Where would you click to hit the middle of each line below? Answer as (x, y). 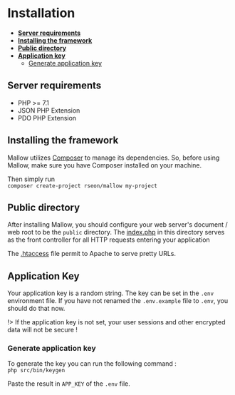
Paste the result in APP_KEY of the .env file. (69, 384)
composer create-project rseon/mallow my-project (83, 186)
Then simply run (31, 179)
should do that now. (36, 309)
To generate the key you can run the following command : (92, 364)
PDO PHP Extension (47, 118)
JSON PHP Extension (49, 110)
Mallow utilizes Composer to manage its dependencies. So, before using (114, 158)
